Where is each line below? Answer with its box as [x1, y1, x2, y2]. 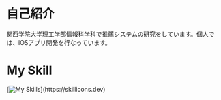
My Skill [6, 63, 53, 78]
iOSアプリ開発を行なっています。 [18, 38, 111, 46]
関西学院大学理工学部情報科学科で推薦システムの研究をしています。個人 [6, 30, 209, 38]
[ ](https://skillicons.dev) [6, 85, 106, 93]
